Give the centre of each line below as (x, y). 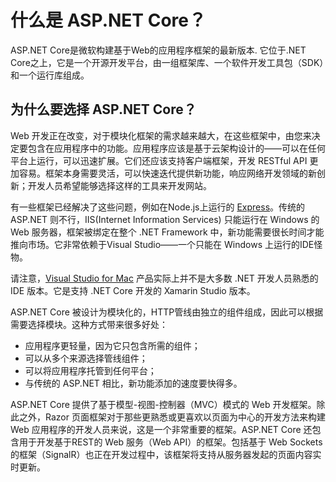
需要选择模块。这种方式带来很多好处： (89, 324)
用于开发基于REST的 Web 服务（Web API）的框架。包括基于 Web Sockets (170, 442)
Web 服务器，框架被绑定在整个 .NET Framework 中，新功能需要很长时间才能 (167, 232)
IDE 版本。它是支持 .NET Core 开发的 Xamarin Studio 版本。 (133, 290)
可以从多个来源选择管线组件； (86, 358)
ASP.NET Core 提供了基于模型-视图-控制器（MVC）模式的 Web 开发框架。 (163, 404)
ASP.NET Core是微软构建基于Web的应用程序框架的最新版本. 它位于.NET (158, 50)
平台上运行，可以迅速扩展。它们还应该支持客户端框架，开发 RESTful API (159, 160)
